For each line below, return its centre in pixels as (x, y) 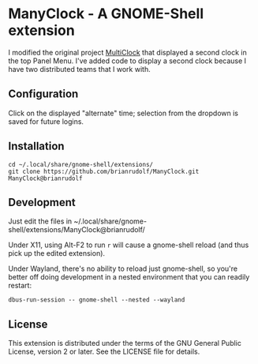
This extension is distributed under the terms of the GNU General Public (125, 343)
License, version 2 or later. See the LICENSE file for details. (104, 351)
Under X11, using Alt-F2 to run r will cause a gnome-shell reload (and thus (129, 245)
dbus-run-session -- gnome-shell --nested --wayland (97, 300)
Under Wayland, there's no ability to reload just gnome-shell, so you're (123, 268)
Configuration (43, 94)
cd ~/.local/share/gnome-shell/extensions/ (81, 164)
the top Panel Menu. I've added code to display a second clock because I (127, 61)
